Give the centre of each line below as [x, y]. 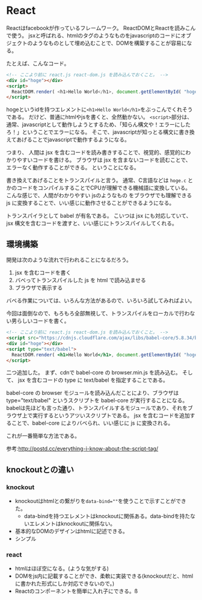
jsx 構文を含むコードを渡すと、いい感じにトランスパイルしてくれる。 [92, 223]
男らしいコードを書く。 [40, 321]
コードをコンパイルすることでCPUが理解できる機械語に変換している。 [104, 188]
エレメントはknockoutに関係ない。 [72, 524]
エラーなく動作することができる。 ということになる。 [73, 168]
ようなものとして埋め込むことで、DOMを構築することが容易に [110, 43]
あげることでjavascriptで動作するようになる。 [73, 140]
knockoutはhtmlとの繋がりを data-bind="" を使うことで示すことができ [100, 501]
